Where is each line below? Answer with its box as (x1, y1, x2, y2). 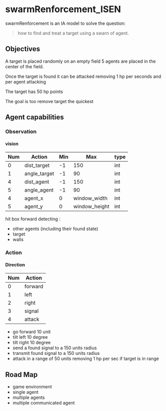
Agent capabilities (5, 113, 64, 122)
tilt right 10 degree (12, 340, 51, 346)
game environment (12, 384, 52, 390)
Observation (5, 128, 37, 135)
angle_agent (24, 187, 54, 194)
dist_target (24, 162, 50, 169)
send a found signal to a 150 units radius (12, 345, 97, 351)
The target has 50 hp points (5, 88, 63, 95)
